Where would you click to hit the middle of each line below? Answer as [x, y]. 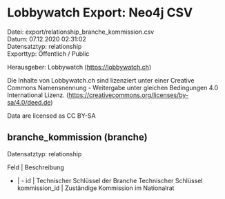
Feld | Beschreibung [36, 167]
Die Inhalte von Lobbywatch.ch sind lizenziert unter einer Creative [101, 80]
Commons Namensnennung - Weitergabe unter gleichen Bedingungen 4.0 [113, 87]
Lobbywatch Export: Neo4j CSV [100, 13]
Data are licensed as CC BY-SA [51, 116]
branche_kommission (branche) [77, 137]
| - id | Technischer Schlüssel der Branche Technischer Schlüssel [110, 180]
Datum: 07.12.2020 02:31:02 [47, 39]
